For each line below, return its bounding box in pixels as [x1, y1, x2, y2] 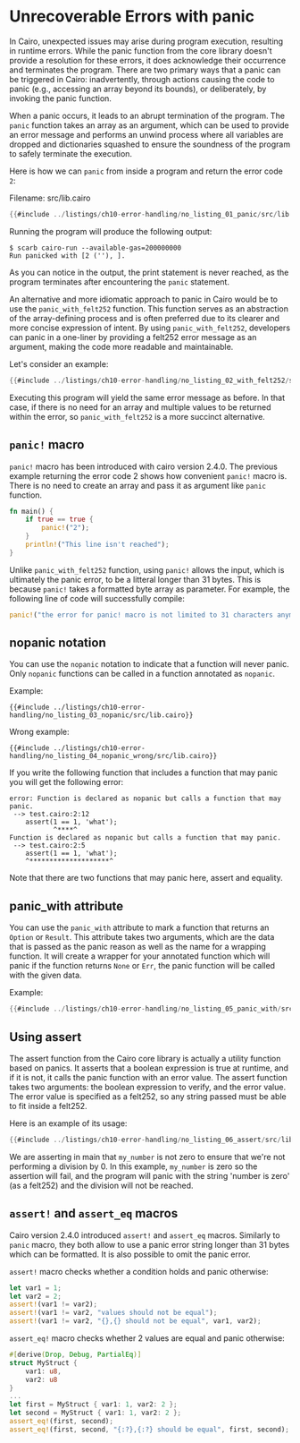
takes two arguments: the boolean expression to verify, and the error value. [9, 1081, 287, 1092]
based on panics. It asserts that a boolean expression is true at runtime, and [9, 1063, 288, 1073]
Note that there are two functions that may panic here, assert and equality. [9, 873, 283, 884]
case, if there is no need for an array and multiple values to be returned [9, 401, 271, 413]
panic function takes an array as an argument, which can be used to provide [9, 119, 289, 131]
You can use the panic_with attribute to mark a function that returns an [9, 922, 270, 933]
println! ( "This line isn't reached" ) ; [25, 540, 170, 549]
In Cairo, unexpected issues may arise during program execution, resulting [9, 36, 284, 47]
